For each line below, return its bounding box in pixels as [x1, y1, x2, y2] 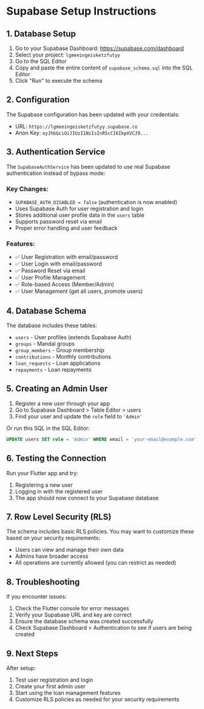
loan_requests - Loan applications [15, 359, 101, 367]
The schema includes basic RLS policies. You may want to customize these [6, 528, 194, 535]
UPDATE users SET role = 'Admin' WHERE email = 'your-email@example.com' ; [6, 436, 200, 442]
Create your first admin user [15, 682, 86, 690]
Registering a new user [15, 481, 73, 489]
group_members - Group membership [15, 347, 105, 354]
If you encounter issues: [6, 593, 67, 601]
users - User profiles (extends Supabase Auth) [15, 334, 132, 341]
